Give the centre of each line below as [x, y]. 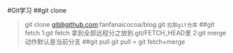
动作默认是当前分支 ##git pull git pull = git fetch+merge [105, 42]
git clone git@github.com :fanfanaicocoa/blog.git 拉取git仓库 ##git [119, 24]
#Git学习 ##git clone [37, 10]
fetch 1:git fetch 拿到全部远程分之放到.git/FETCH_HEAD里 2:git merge [125, 33]
